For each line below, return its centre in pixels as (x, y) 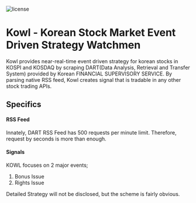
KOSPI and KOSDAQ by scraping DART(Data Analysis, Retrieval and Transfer (98, 67)
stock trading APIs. (29, 86)
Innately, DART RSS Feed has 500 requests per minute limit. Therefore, (91, 132)
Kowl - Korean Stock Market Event (91, 33)
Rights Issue (29, 183)
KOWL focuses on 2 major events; (47, 165)
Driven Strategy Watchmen (73, 45)
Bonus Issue (30, 176)
